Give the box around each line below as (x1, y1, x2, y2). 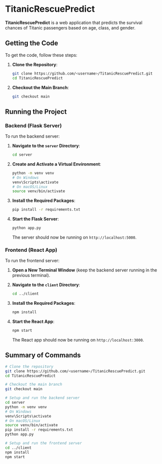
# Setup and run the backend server (5, 395, 80, 400)
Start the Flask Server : (12, 216, 59, 222)
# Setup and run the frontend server (5, 441, 82, 446)
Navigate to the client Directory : (12, 282, 80, 288)
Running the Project (5, 107, 67, 116)
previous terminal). (12, 272, 50, 278)
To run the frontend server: (5, 258, 60, 264)
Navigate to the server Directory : (12, 143, 80, 149)
